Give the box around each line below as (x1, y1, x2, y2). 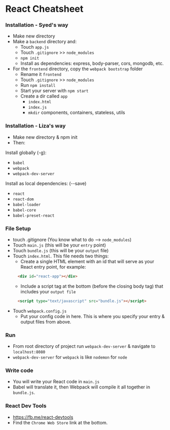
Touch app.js (20, 44, 49, 50)
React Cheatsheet (5, 3, 84, 15)
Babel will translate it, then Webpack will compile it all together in (12, 384, 150, 390)
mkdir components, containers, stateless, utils (28, 109, 125, 116)
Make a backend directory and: (12, 39, 77, 45)
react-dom (12, 196, 34, 202)
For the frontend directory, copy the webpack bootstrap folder (12, 66, 143, 72)
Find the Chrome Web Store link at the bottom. (12, 419, 108, 425)
